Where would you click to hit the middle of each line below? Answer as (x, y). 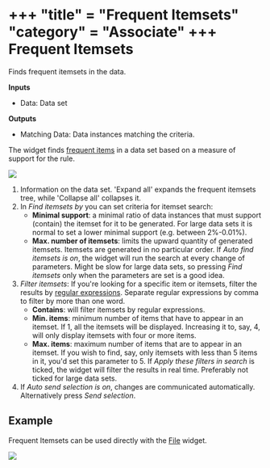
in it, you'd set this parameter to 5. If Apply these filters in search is (143, 360)
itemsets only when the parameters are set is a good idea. (128, 275)
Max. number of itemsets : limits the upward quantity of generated (142, 241)
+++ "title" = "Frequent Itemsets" (124, 15)
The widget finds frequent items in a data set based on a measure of (122, 150)
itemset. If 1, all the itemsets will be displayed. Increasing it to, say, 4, (146, 327)
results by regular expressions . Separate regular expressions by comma (139, 292)
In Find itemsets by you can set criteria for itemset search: (116, 206)
